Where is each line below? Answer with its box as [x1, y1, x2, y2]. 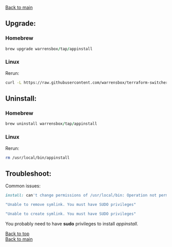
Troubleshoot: [5, 169, 52, 178]
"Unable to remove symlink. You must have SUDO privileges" [5, 202, 137, 207]
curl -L [5, 80, 22, 85]
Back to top [5, 231, 30, 237]
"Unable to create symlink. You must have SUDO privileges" [5, 212, 137, 217]
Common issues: [5, 183, 41, 189]
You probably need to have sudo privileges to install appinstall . [5, 220, 138, 226]
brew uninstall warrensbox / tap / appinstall [5, 121, 97, 126]
